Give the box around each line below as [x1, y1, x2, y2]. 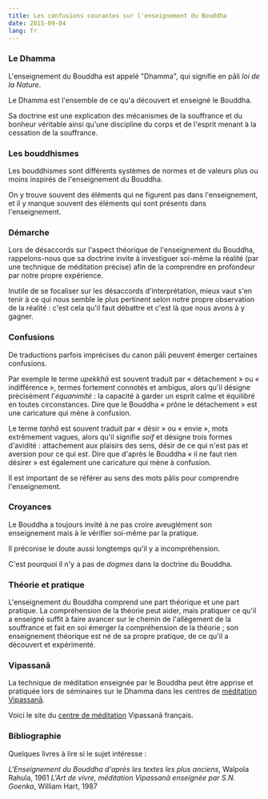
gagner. [8, 311, 34, 321]
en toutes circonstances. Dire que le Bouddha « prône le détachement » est [8, 399, 258, 409]
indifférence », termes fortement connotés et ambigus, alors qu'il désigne [8, 382, 251, 392]
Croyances [8, 501, 52, 512]
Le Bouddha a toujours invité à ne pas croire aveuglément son [8, 520, 213, 529]
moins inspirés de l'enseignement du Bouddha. [8, 174, 163, 184]
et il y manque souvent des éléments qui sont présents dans [8, 198, 206, 208]
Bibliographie [8, 730, 62, 741]
